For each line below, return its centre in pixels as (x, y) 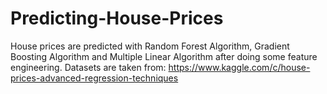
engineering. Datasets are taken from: (88, 67)
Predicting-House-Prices (117, 18)
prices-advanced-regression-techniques (94, 78)
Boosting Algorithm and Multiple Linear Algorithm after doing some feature (164, 56)
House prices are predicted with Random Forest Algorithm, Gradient (150, 46)
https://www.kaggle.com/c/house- (239, 67)
